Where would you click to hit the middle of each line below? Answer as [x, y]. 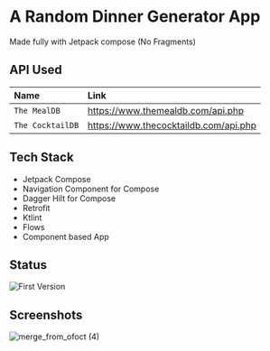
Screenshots [46, 314]
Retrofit [36, 208]
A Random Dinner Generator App [135, 17]
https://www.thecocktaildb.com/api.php [172, 125]
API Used [36, 70]
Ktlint [32, 217]
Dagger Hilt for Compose [69, 198]
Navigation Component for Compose [91, 189]
